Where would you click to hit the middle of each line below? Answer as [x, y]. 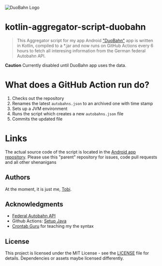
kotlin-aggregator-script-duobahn [75, 27]
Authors [18, 178]
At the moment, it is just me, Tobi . [38, 189]
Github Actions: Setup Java [39, 221]
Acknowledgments [34, 204]
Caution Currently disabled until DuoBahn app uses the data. [66, 65]
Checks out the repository [38, 98]
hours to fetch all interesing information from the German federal [81, 50]
